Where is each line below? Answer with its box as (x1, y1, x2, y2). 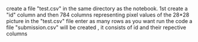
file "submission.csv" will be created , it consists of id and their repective (6, 24, 187, 31)
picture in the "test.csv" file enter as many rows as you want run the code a (6, 18, 193, 24)
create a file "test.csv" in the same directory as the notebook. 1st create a (6, 5, 188, 12)
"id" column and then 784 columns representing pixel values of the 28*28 (6, 11, 190, 18)
